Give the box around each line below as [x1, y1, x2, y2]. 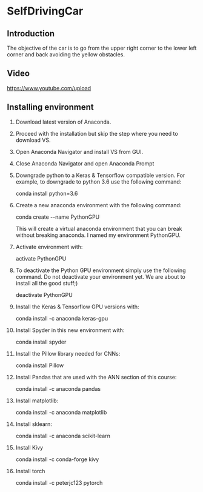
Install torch [15, 467, 45, 474]
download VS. [15, 136, 51, 144]
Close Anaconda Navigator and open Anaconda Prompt [15, 159, 155, 167]
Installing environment [7, 102, 95, 113]
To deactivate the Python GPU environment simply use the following [15, 267, 186, 274]
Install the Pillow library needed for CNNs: [15, 350, 121, 357]
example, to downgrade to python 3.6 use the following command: [15, 178, 182, 185]
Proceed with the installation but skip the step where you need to [15, 130, 178, 137]
